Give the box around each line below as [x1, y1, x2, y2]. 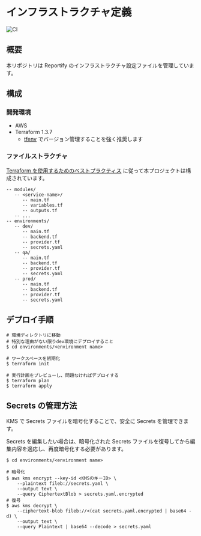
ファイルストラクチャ [6, 152, 68, 160]
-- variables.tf [22, 202, 63, 208]
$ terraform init [6, 361, 50, 367]
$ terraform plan [6, 377, 50, 383]
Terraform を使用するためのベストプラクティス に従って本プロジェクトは [6, 166, 186, 174]
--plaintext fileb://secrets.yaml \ [17, 481, 109, 487]
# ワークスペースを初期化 [6, 355, 61, 361]
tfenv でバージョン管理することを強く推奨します [23, 136, 143, 143]
